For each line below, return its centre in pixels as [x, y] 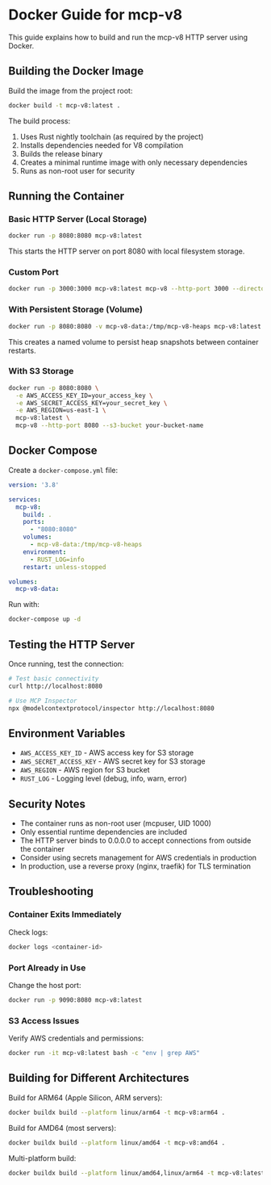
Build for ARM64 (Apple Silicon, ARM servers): [85, 1097]
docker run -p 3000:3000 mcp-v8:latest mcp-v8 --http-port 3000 [119, 289]
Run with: [24, 605]
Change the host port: [45, 985]
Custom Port [33, 272]
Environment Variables [67, 733]
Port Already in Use [47, 968]
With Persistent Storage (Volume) [76, 310]
